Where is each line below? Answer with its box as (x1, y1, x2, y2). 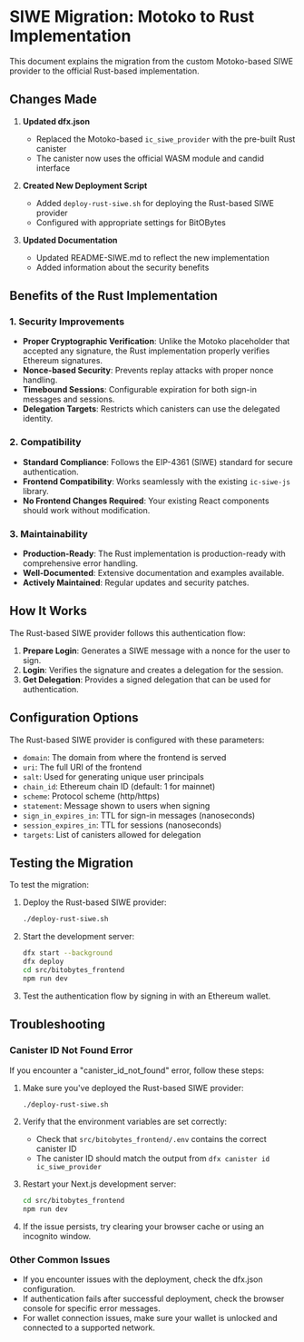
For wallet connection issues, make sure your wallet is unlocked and (22, 1313, 278, 1324)
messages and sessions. (22, 393, 115, 405)
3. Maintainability (9, 527, 88, 540)
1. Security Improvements (9, 315, 125, 328)
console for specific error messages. (22, 1303, 161, 1314)
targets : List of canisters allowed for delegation (22, 829, 201, 840)
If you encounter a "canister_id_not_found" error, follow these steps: (9, 1065, 265, 1076)
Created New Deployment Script (22, 180, 148, 191)
